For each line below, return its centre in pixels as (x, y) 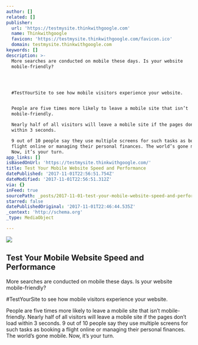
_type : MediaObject (30, 218)
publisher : (19, 22)
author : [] (19, 12)
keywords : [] (22, 50)
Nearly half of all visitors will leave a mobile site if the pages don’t (107, 317)
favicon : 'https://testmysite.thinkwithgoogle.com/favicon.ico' (92, 39)
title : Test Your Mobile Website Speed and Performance (76, 168)
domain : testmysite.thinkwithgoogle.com (62, 45)
